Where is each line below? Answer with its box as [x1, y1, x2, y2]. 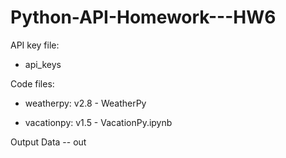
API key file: [10, 39, 60, 51]
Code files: [10, 77, 55, 90]
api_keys [24, 58, 62, 70]
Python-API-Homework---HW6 [10, 6, 277, 29]
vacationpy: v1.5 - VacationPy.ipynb [24, 116, 173, 128]
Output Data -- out [10, 136, 87, 148]
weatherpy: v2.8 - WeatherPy [24, 97, 147, 109]
